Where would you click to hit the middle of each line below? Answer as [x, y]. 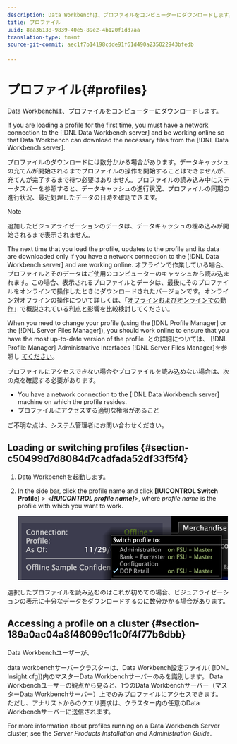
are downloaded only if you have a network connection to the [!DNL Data [113, 256]
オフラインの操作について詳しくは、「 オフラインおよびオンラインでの [120, 300]
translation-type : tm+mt [44, 37]
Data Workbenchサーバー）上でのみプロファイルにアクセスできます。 [121, 694]
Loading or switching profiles [73, 448]
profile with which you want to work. [70, 506]
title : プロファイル [34, 22]
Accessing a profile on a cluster [78, 624]
